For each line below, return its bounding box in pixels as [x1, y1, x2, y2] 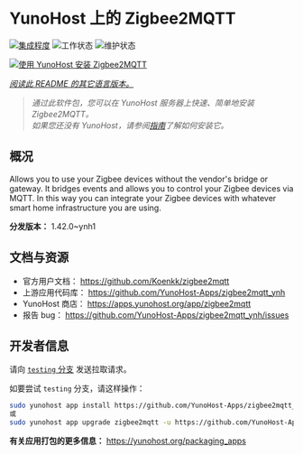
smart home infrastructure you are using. [9, 202, 162, 213]
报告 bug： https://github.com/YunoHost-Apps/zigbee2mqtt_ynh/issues [22, 309, 289, 320]
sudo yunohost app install [9, 401, 111, 411]
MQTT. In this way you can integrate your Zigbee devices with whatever [9, 192, 277, 203]
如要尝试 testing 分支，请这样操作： [9, 383, 145, 394]
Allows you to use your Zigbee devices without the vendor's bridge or [9, 173, 269, 184]
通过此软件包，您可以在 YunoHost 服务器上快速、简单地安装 [31, 97, 255, 108]
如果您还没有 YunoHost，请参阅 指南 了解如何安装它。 [31, 119, 229, 131]
